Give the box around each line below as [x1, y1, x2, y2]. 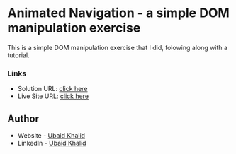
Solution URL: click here [17, 85, 88, 93]
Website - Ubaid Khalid [17, 131, 86, 140]
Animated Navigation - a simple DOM [7, 5, 230, 21]
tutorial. [7, 51, 30, 59]
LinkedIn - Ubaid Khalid [17, 139, 86, 148]
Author [7, 112, 39, 124]
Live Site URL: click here [17, 92, 89, 100]
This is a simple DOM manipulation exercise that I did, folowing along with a [7, 43, 228, 52]
